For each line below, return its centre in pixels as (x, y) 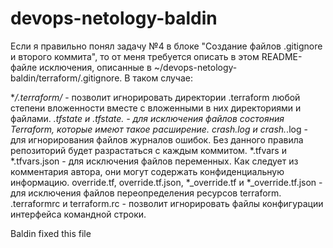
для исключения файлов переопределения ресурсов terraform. (146, 193)
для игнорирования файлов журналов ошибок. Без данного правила (157, 139)
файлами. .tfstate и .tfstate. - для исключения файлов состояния (147, 118)
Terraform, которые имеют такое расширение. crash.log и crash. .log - (159, 129)
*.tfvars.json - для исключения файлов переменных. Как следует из (154, 161)
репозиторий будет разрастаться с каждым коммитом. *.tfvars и (148, 150)
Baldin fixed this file (51, 233)
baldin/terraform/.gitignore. (66, 78)
